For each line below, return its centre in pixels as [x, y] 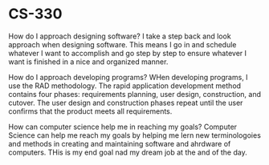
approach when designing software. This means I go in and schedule [122, 44]
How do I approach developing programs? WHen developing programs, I [128, 77]
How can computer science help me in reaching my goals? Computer [123, 127]
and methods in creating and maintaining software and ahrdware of [120, 143]
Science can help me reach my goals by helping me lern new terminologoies [134, 135]
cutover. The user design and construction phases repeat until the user [126, 103]
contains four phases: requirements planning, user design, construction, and [135, 94]
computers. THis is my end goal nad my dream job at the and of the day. [128, 152]
